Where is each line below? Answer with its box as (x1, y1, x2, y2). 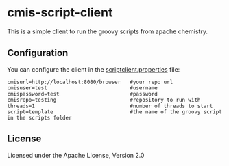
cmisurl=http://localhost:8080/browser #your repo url (7, 79, 173, 85)
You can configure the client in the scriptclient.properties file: (7, 65, 180, 73)
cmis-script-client (7, 5, 113, 20)
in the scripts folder (7, 114, 72, 121)
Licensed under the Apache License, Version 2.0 (7, 151, 145, 159)
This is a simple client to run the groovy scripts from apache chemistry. (7, 27, 208, 36)
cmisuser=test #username (7, 84, 158, 92)
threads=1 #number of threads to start (7, 102, 213, 109)
